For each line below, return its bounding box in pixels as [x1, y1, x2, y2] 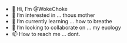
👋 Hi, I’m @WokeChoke [11, 6, 68, 12]
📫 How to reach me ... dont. [11, 31, 81, 37]
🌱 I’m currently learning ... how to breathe [11, 18, 113, 24]
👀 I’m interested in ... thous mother [11, 12, 95, 19]
